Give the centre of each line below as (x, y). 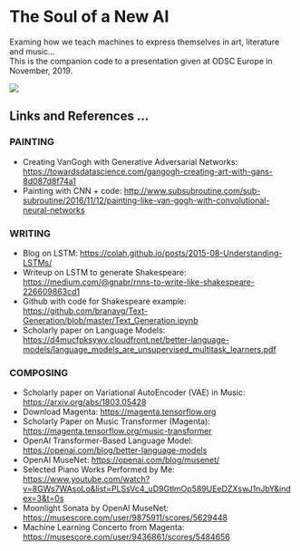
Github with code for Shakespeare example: (105, 301)
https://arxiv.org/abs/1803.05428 (84, 402)
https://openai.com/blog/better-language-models (115, 450)
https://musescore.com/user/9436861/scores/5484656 (126, 537)
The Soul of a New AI (89, 17)
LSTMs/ (37, 262)
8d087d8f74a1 (49, 181)
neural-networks (53, 209)
